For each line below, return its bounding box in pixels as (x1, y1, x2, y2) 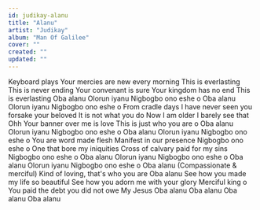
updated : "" (8, 56, 47, 64)
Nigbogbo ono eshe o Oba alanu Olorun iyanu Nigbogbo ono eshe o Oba (8, 152, 244, 161)
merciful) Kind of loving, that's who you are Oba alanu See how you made (8, 168, 247, 178)
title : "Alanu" (8, 19, 58, 27)
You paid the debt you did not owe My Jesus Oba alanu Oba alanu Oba (8, 186, 238, 195)
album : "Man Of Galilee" (8, 33, 90, 42)
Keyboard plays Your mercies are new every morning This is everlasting (8, 76, 241, 87)
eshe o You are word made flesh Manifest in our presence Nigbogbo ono (8, 135, 244, 145)
